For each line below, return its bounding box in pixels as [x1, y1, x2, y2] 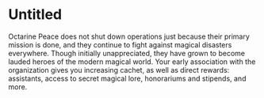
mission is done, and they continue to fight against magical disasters [8, 40, 232, 49]
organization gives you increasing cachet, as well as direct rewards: [8, 65, 230, 74]
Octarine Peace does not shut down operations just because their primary [8, 32, 250, 41]
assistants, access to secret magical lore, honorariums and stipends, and [8, 73, 247, 83]
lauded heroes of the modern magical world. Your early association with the [8, 57, 256, 66]
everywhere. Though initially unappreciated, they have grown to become [8, 48, 246, 58]
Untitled [8, 6, 63, 24]
